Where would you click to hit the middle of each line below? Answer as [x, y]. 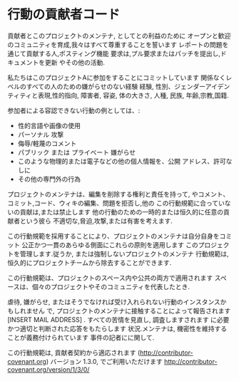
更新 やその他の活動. [75, 62]
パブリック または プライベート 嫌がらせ [77, 152]
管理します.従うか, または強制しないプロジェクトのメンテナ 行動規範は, [124, 254]
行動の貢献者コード [64, 15]
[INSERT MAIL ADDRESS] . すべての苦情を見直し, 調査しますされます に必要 [118, 319]
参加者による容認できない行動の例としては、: [74, 110]
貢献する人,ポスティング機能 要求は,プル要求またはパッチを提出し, [123, 53]
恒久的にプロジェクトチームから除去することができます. [90, 262]
